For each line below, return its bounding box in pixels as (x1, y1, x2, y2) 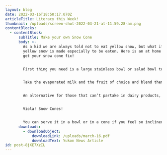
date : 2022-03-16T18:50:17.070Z (5, 12, 72, 17)
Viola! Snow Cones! (23, 106, 64, 111)
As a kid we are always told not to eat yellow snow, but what (23, 44, 157, 49)
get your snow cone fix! (23, 53, 75, 58)
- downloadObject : (23, 129, 61, 134)
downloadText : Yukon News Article (31, 138, 103, 143)
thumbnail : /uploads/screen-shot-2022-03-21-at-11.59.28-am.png (5, 21, 141, 26)
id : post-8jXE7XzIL (5, 143, 46, 148)
